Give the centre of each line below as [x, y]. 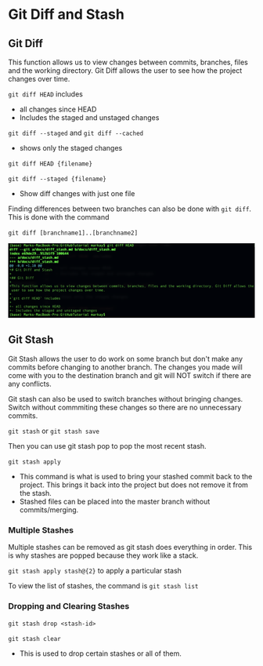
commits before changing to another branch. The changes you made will [125, 367]
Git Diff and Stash [67, 15]
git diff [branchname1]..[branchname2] [73, 233]
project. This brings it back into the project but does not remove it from [134, 485]
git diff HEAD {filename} [50, 164]
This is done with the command [59, 217]
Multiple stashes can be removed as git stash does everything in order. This [130, 548]
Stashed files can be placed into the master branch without [115, 501]
